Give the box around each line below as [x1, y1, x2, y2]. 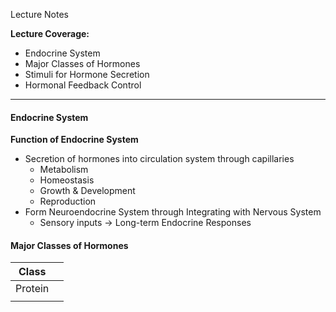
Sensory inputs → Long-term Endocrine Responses [39, 217, 252, 229]
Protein [15, 282, 50, 296]
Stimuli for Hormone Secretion [24, 69, 150, 80]
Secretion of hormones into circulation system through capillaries [24, 153, 295, 165]
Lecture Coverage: [10, 28, 90, 39]
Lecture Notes [10, 9, 70, 20]
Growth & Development [39, 185, 136, 197]
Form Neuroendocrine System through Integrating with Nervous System [24, 206, 322, 218]
